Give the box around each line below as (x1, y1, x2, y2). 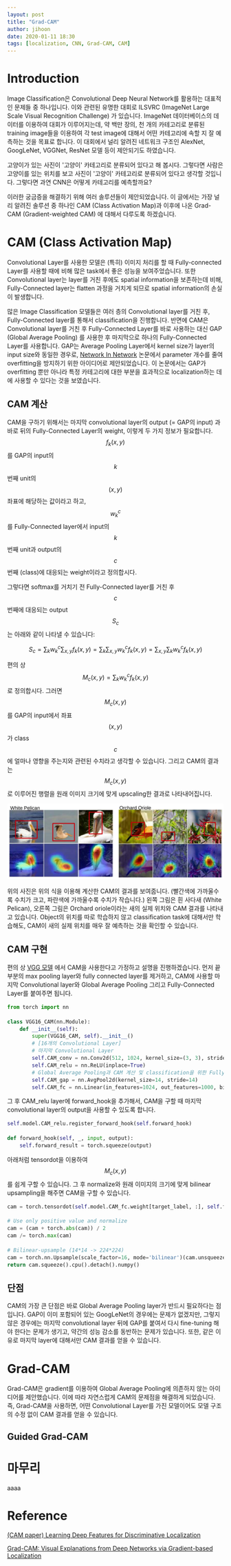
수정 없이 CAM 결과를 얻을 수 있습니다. (14, 1410, 118, 1418)
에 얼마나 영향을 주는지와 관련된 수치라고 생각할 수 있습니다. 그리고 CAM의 (7, 756, 206, 765)
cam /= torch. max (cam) (7, 1232, 72, 1239)
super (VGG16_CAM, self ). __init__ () (32, 1033, 134, 1040)
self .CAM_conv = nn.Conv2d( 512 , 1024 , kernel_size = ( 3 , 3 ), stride (32, 1055, 226, 1062)
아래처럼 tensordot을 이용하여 (7, 1155, 88, 1163)
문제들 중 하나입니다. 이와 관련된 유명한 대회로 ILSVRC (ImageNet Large (14, 103, 210, 112)
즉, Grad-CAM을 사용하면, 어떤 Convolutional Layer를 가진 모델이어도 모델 (7, 1402, 210, 1410)
